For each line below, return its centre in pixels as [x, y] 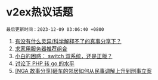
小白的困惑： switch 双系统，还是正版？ [63, 56]
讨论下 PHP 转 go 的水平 [44, 63]
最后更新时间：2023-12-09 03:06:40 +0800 [55, 29]
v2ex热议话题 [40, 12]
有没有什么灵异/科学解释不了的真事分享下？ [68, 41]
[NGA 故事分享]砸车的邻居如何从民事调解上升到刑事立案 [83, 71]
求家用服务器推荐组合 [41, 49]
